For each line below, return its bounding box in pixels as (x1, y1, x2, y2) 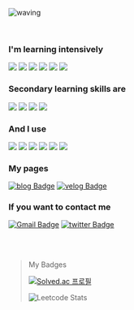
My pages (8, 162, 49, 174)
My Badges (28, 260, 67, 269)
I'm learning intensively (8, 43, 104, 54)
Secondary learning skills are (8, 84, 126, 95)
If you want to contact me (8, 201, 111, 213)
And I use (8, 123, 47, 134)
